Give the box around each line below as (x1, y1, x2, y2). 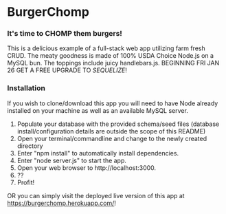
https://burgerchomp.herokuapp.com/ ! (7, 199, 117, 207)
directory (16, 142, 43, 150)
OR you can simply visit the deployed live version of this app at (7, 191, 185, 200)
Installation (7, 83, 46, 93)
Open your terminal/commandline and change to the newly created (16, 134, 207, 142)
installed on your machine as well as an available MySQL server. (7, 106, 189, 114)
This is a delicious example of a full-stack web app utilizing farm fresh (7, 44, 205, 52)
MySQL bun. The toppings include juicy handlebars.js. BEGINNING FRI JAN (7, 59, 220, 67)
